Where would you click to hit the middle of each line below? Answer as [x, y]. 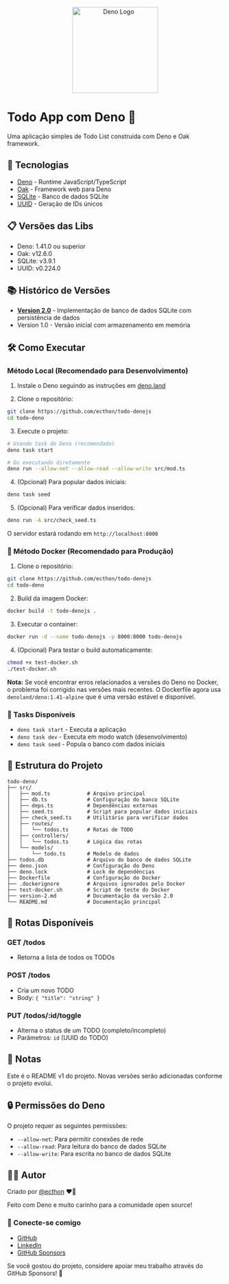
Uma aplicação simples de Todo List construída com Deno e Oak [98, 136]
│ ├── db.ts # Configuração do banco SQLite [93, 799]
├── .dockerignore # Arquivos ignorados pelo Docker [96, 884]
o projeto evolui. [30, 1083]
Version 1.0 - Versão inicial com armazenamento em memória [104, 325]
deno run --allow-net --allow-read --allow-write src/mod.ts [96, 469]
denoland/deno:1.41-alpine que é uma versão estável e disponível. [101, 697]
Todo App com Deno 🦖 [72, 117]
